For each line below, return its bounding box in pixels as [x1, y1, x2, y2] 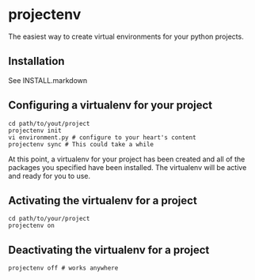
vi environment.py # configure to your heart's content [8, 133, 196, 142]
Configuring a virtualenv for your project [8, 99, 213, 112]
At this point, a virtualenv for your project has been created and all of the [8, 154, 245, 164]
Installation [8, 55, 65, 68]
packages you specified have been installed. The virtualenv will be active [8, 162, 247, 172]
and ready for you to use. [8, 171, 91, 180]
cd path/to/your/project [8, 215, 90, 223]
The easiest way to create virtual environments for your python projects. [8, 32, 244, 41]
